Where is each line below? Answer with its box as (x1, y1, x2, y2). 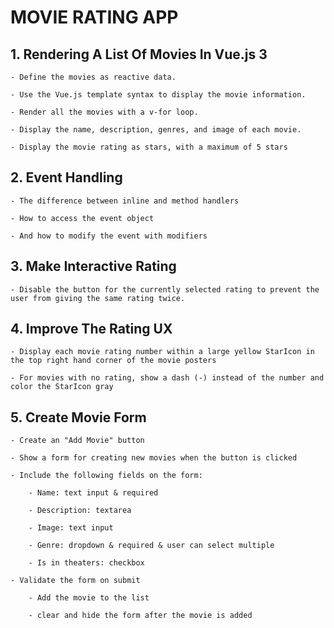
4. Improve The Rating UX (10, 321, 173, 338)
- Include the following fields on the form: (10, 471, 203, 481)
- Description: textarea (28, 506, 132, 516)
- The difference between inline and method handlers (10, 196, 240, 206)
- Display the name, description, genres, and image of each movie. (10, 125, 302, 135)
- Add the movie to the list (28, 593, 150, 603)
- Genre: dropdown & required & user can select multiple (28, 541, 275, 551)
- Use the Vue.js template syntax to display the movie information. (10, 90, 307, 100)
